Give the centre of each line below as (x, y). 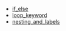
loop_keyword (29, 15)
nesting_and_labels (36, 22)
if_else (20, 9)
